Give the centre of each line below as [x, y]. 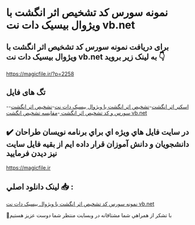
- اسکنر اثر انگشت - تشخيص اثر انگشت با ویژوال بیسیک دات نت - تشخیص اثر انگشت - [97, 107]
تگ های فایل [26, 92]
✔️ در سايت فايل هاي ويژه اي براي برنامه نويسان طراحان [98, 132]
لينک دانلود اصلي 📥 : [40, 187]
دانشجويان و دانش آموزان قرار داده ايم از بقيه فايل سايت [98, 144]
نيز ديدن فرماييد [32, 153]
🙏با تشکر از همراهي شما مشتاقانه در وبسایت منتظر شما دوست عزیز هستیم [89, 216]
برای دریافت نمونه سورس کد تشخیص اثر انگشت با [87, 47]
